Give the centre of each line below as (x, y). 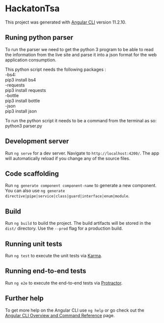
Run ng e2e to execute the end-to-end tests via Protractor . (64, 283)
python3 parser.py (24, 126)
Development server (37, 141)
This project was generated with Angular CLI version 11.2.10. (66, 22)
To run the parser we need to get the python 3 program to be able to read (79, 49)
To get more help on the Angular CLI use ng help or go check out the (75, 310)
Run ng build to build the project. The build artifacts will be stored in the (78, 223)
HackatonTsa (32, 9)
